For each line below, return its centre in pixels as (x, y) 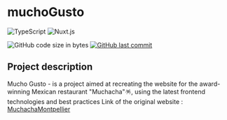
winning (19, 91)
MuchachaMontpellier (39, 109)
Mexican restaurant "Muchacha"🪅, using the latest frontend (118, 91)
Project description (50, 67)
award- (210, 84)
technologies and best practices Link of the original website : (95, 101)
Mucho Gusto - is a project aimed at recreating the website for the (103, 84)
